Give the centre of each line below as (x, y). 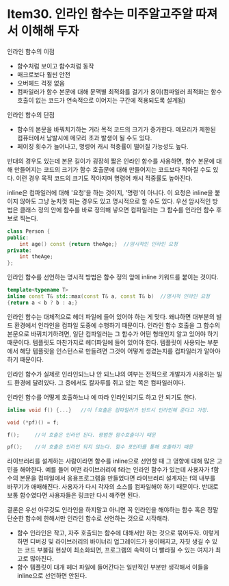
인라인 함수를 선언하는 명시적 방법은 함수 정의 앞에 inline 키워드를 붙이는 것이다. (113, 277)
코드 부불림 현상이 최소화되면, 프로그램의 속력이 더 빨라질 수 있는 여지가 (119, 550)
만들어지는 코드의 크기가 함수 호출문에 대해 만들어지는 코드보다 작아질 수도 (113, 169)
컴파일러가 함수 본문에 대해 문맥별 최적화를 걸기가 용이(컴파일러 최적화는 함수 (119, 91)
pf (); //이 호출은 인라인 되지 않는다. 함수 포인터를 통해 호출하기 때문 (100, 447)
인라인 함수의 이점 (31, 51)
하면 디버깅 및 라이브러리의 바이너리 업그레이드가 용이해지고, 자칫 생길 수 (113, 542)
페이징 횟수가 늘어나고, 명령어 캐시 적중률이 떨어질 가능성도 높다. (103, 146)
